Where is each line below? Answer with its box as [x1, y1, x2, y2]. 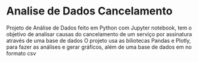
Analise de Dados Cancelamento [6, 4, 173, 18]
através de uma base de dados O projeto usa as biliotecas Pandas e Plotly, [6, 37, 191, 44]
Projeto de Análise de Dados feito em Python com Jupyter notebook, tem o [6, 24, 192, 31]
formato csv [6, 49, 36, 57]
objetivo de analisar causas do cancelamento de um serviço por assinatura [6, 30, 193, 37]
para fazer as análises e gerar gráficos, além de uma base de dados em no [6, 43, 192, 51]
